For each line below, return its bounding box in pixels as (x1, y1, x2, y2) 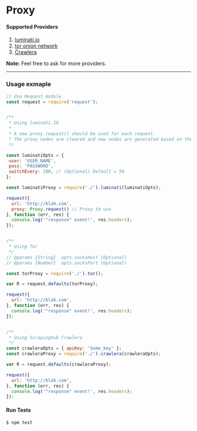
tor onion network (14, 42, 58, 50)
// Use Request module (6, 93, 62, 100)
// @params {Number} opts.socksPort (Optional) (6, 260, 127, 266)
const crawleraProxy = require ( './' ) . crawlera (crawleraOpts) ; (6, 351, 161, 357)
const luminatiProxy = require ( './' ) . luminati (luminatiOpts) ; (6, 185, 161, 191)
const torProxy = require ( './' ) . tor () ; (6, 271, 104, 276)
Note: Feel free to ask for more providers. (6, 60, 107, 67)
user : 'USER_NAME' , (8, 158, 57, 164)
